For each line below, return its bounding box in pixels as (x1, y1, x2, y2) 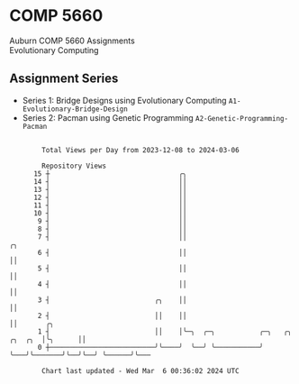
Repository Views (41, 161, 106, 170)
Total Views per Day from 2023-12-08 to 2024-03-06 (41, 145, 240, 154)
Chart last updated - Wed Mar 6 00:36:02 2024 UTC (41, 366, 240, 375)
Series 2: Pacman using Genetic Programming (22, 112, 194, 123)
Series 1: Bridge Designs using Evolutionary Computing (22, 95, 227, 105)
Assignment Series (9, 71, 119, 87)
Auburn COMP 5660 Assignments (9, 35, 135, 46)
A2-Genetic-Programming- (195, 114, 289, 123)
